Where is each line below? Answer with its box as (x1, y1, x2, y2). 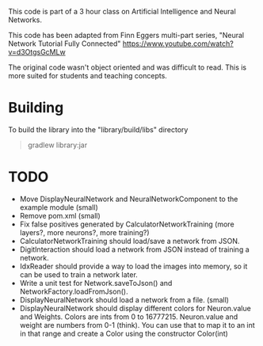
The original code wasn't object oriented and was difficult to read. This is (8, 63, 247, 72)
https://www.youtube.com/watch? (122, 39, 234, 48)
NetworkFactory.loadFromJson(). (19, 287, 128, 296)
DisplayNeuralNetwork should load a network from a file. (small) (19, 295, 230, 304)
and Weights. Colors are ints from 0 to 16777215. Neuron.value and (19, 312, 238, 321)
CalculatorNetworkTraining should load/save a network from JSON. (19, 236, 240, 245)
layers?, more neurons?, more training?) (19, 227, 150, 237)
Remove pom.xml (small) (19, 211, 101, 220)
